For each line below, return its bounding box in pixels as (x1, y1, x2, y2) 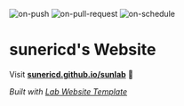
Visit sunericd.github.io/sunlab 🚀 (9, 69, 133, 79)
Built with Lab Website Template (9, 86, 127, 97)
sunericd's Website (9, 40, 156, 60)
